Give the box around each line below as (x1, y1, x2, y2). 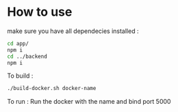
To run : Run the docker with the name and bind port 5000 (7, 98, 171, 106)
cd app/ (7, 40, 29, 47)
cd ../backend (7, 53, 48, 60)
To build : (7, 71, 34, 80)
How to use (7, 4, 73, 20)
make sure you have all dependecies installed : (7, 27, 139, 35)
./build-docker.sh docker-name (7, 85, 97, 92)
